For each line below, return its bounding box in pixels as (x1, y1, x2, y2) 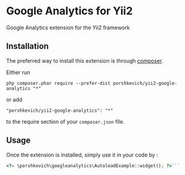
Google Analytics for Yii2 (6, 4, 133, 18)
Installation (6, 41, 49, 51)
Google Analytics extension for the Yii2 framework (6, 24, 130, 31)
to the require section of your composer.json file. (6, 118, 125, 125)
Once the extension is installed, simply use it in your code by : (6, 151, 158, 158)
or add (6, 96, 23, 103)
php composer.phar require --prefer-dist (6, 80, 111, 86)
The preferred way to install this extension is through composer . (6, 57, 164, 64)
